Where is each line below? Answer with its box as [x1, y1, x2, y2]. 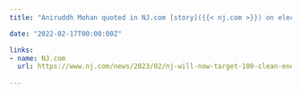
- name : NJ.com [9, 54, 66, 63]
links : [9, 46, 34, 55]
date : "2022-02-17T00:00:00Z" [9, 29, 123, 38]
